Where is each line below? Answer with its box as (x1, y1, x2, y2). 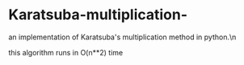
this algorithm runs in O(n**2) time (8, 47, 124, 57)
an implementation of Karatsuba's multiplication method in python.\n (8, 32, 237, 42)
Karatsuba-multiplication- (8, 6, 188, 24)
